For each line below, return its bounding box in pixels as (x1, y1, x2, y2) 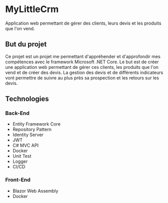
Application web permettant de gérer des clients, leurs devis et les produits (5, 20, 161, 26)
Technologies (5, 94, 49, 104)
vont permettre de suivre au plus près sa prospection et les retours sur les (5, 74, 159, 81)
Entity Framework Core (12, 121, 61, 127)
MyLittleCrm (5, 4, 59, 15)
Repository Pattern (12, 127, 52, 133)
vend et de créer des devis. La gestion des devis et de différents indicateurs (5, 69, 163, 75)
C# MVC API (12, 142, 39, 149)
